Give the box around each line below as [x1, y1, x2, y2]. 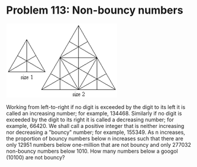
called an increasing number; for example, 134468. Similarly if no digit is [6, 110, 182, 117]
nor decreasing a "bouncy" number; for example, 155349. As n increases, [6, 129, 185, 136]
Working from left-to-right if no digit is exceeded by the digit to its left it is [6, 103, 186, 110]
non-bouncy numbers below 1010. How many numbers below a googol [6, 147, 179, 155]
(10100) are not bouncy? [6, 153, 65, 160]
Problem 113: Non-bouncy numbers [6, 4, 183, 17]
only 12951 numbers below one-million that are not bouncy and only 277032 [6, 141, 191, 148]
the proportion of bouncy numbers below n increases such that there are [6, 134, 183, 142]
